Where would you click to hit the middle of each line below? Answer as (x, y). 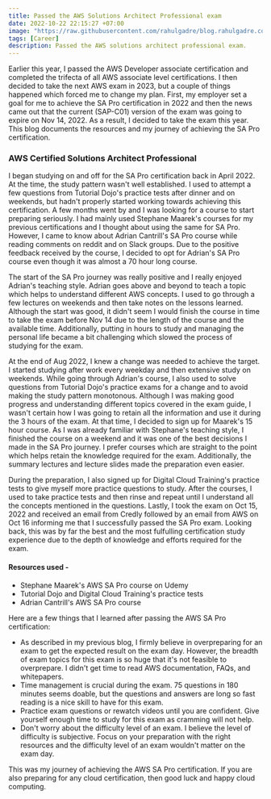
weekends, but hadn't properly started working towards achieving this (125, 202)
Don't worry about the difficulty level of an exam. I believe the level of (135, 728)
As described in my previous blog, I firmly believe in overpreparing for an (141, 642)
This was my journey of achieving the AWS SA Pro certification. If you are (130, 769)
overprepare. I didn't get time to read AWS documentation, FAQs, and (135, 667)
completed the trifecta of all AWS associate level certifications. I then (123, 77)
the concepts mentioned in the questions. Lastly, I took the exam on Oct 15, (133, 506)
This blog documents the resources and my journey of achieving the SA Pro (134, 129)
